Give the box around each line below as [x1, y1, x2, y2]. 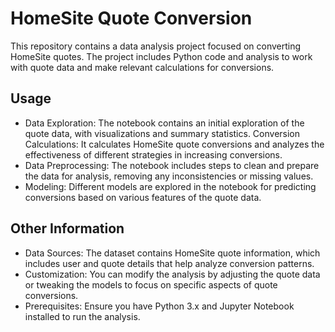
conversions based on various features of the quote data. [24, 191, 262, 203]
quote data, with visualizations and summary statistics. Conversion [24, 127, 301, 139]
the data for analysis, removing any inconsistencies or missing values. [24, 170, 314, 182]
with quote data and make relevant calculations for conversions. [10, 61, 275, 73]
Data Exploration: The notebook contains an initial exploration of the [24, 117, 305, 129]
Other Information [10, 220, 125, 237]
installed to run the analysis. [24, 310, 141, 322]
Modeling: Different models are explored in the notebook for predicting [24, 180, 317, 192]
